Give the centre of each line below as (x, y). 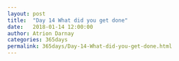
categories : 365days (38, 40)
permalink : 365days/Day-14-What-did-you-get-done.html (90, 46)
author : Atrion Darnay (41, 33)
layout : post (27, 14)
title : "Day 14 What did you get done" (68, 20)
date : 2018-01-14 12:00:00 (50, 27)
